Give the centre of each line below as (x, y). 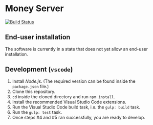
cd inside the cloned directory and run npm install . (64, 97)
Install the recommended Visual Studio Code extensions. (69, 102)
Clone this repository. (34, 91)
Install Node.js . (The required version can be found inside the (74, 81)
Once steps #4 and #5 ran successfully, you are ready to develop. (79, 117)
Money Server (34, 9)
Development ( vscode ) (39, 69)
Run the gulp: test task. (37, 112)
